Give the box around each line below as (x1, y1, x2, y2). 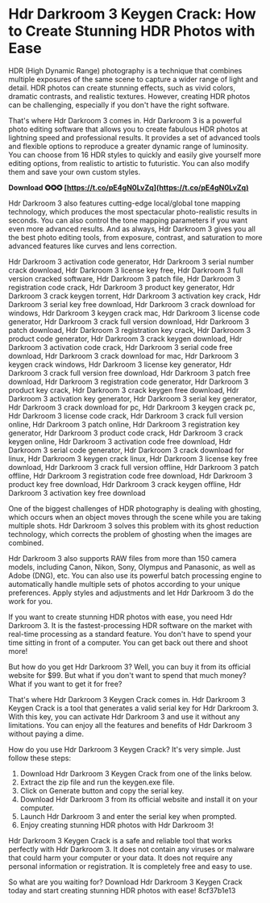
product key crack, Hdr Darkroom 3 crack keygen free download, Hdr (8, 385, 239, 395)
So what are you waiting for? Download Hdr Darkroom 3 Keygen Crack (8, 876, 243, 887)
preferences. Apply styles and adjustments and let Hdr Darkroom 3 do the (8, 588, 254, 597)
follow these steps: (8, 753, 71, 763)
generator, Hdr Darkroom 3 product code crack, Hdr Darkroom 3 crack (8, 428, 243, 438)
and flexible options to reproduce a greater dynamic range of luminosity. (8, 141, 249, 151)
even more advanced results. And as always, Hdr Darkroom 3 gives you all (8, 223, 256, 234)
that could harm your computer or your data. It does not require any (8, 852, 233, 863)
